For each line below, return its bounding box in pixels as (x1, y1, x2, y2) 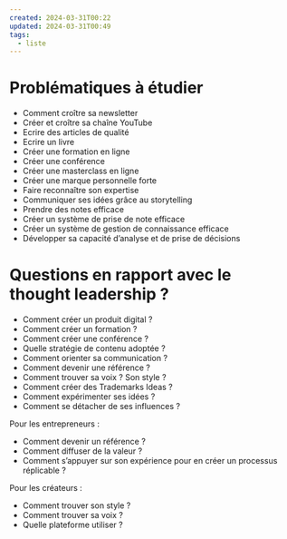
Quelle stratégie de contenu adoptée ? (22, 343, 166, 354)
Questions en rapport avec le (9, 265, 232, 286)
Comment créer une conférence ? (22, 333, 149, 345)
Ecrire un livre (22, 137, 75, 148)
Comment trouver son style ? (22, 500, 131, 511)
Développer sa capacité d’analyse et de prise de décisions (22, 233, 241, 244)
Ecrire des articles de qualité (22, 127, 129, 138)
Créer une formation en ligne (22, 146, 130, 157)
